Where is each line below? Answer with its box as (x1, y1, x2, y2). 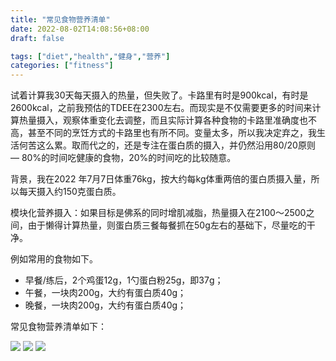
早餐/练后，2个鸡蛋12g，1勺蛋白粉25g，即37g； (24, 274, 224, 286)
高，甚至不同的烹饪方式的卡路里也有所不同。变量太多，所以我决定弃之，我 (10, 127, 317, 139)
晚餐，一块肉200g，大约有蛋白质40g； (24, 299, 187, 311)
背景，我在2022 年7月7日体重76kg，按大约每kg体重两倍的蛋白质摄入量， (10, 173, 312, 185)
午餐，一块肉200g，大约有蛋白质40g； (24, 287, 187, 299)
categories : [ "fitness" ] (10, 61, 114, 71)
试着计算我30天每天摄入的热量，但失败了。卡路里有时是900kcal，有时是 (10, 89, 309, 101)
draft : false (10, 33, 65, 43)
